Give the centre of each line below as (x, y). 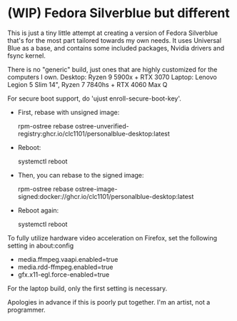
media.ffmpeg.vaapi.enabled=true (68, 259)
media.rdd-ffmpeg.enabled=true (65, 267)
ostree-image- (96, 189)
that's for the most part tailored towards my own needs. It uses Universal (115, 40)
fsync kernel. (27, 56)
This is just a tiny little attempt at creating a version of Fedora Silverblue (113, 33)
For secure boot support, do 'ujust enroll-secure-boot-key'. (95, 98)
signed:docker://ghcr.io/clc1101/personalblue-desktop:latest (106, 196)
